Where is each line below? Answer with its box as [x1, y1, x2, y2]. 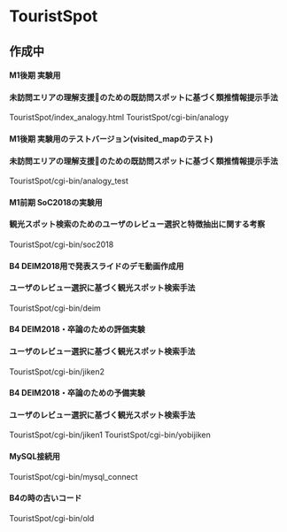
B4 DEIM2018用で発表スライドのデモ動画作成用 [9, 260, 184, 271]
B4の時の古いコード [9, 493, 82, 504]
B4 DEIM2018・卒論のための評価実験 [9, 324, 146, 335]
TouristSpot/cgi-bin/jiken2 [9, 366, 105, 377]
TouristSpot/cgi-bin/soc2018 [9, 239, 114, 250]
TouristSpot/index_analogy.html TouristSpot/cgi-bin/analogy [9, 112, 229, 123]
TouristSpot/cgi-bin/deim [9, 303, 102, 313]
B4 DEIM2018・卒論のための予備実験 [9, 388, 146, 398]
